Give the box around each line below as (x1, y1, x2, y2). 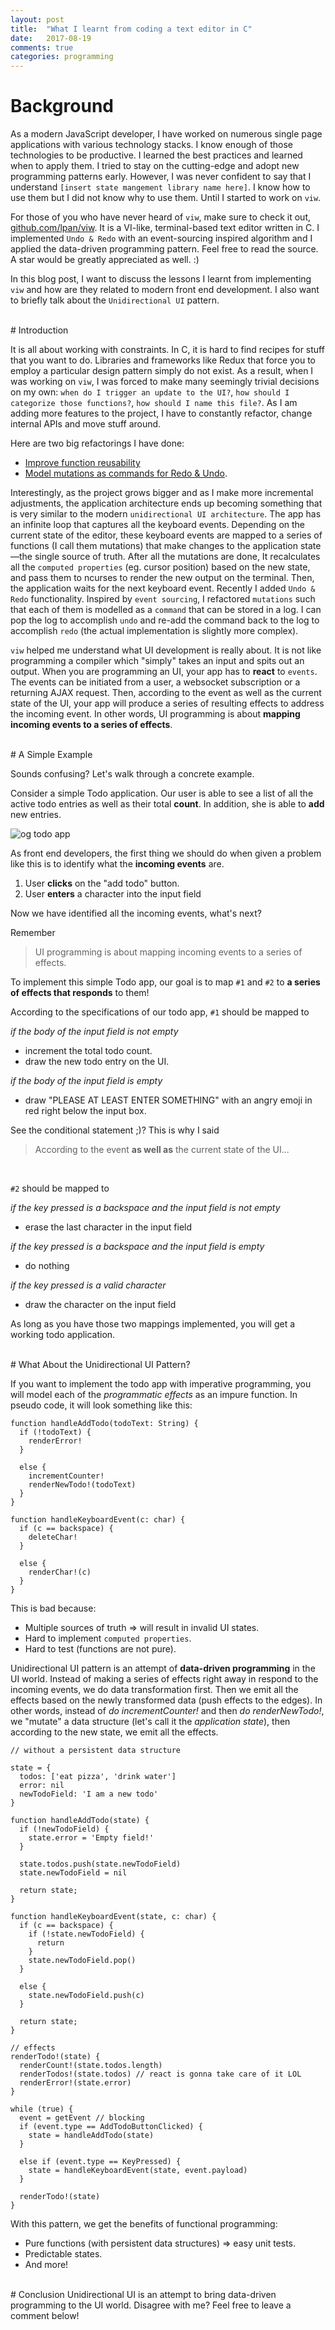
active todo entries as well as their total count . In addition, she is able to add (10, 798, 325, 810)
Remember (10, 927, 56, 939)
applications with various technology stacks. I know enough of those (10, 139, 293, 151)
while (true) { (10, 2104, 74, 2115)
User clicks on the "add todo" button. (24, 877, 180, 890)
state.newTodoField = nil (19, 1868, 128, 1878)
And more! (24, 2259, 69, 2271)
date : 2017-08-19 (10, 33, 92, 43)
